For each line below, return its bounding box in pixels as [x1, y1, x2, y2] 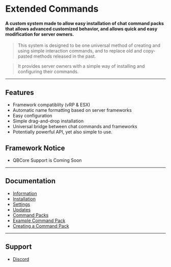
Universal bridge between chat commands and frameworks [12, 124, 137, 130]
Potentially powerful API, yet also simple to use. [12, 129, 113, 135]
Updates [12, 206, 31, 212]
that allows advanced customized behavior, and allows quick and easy [5, 26, 158, 32]
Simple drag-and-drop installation [12, 118, 84, 124]
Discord [12, 256, 30, 262]
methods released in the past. [33, 53, 96, 59]
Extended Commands [5, 3, 99, 15]
